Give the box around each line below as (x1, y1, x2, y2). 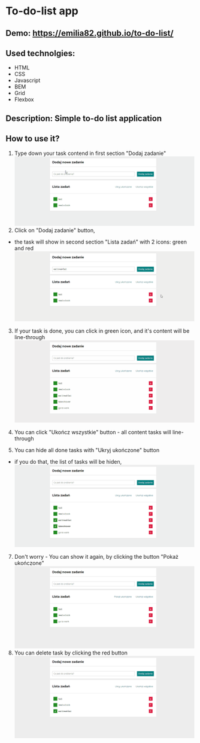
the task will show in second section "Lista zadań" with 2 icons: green (14, 238, 187, 246)
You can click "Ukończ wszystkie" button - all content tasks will (14, 428, 171, 436)
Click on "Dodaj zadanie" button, (14, 227, 95, 234)
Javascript (14, 77, 41, 84)
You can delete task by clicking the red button (14, 649, 128, 656)
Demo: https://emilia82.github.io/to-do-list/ (5, 28, 174, 38)
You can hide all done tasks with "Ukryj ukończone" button (14, 446, 160, 453)
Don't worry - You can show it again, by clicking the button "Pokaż (14, 553, 179, 560)
